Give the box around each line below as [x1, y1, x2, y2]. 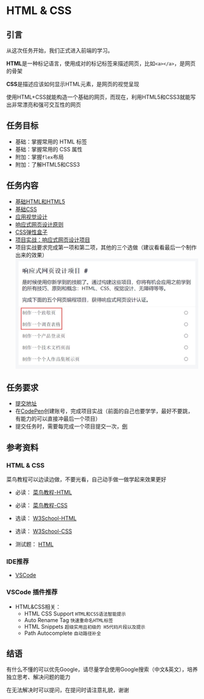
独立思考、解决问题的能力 [6, 673, 71, 681]
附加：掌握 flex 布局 [15, 153, 64, 161]
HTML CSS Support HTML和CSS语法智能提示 [24, 610, 126, 617]
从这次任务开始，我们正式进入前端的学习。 [6, 47, 113, 54]
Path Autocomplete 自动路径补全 [24, 629, 102, 637]
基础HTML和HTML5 [15, 198, 66, 205]
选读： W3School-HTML [15, 514, 77, 522]
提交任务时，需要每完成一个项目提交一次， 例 [15, 422, 128, 430]
